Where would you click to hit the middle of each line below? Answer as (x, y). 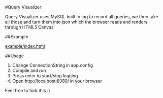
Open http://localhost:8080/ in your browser (57, 81)
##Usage (15, 56)
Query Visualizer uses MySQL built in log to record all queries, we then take (82, 16)
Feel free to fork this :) (28, 90)
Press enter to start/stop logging (45, 76)
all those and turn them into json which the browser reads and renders (76, 22)
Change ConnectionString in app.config (52, 65)
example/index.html (25, 46)
